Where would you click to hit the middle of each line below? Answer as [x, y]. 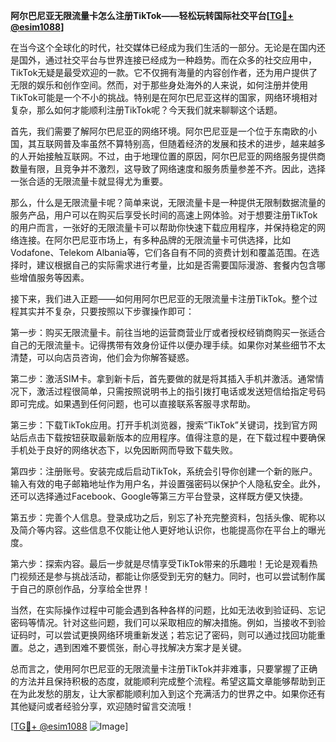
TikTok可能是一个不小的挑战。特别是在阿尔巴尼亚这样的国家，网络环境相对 [164, 97]
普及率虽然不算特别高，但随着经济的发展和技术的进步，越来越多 [194, 143]
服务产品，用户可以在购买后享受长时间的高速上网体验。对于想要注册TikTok [164, 215]
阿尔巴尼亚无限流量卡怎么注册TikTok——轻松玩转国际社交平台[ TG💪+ [152, 15]
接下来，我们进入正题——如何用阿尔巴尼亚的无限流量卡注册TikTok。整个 [160, 298]
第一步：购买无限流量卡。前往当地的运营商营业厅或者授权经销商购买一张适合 [168, 332]
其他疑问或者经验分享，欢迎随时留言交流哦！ [102, 706]
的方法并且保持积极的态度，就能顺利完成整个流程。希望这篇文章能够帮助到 [163, 681]
